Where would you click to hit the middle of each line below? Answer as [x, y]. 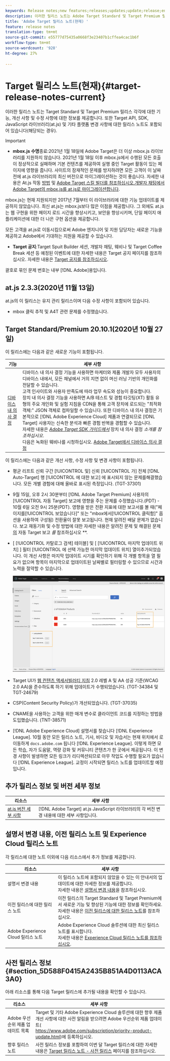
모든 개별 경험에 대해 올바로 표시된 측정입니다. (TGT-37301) [82, 484]
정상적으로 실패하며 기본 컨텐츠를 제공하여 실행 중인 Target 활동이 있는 [87, 164]
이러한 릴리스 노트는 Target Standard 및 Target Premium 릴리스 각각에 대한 [80, 112]
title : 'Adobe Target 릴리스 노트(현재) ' [47, 21]
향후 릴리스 [18, 1045]
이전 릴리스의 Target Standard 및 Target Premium [108, 898]
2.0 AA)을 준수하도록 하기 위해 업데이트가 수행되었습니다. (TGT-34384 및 [85, 686]
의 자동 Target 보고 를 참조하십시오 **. [50, 533]
